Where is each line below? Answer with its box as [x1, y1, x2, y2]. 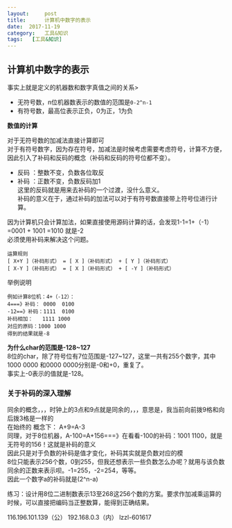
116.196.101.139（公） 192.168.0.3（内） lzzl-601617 [7, 513, 152, 522]
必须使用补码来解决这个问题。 [7, 235, 92, 243]
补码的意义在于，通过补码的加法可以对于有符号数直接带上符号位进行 [17, 194, 212, 202]
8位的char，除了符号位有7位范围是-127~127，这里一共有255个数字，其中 [7, 352, 216, 360]
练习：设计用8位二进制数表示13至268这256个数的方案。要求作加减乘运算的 [7, 490, 222, 498]
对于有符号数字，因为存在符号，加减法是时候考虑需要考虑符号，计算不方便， [7, 145, 226, 153]
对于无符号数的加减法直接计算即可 [7, 136, 105, 145]
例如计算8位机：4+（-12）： [7, 293, 75, 300]
